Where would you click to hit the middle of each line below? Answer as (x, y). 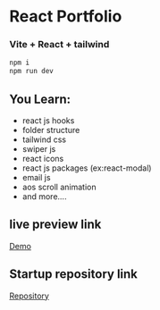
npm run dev (31, 71)
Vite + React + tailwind (59, 45)
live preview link (55, 225)
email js (36, 178)
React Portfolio (66, 17)
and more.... (44, 197)
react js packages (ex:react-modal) (87, 168)
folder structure (51, 130)
